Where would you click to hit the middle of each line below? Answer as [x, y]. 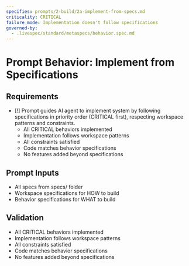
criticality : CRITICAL [34, 17]
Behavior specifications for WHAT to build [65, 199]
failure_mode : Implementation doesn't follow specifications [82, 22]
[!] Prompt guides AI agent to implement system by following [87, 111]
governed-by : [22, 28]
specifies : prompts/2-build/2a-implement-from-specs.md [75, 11]
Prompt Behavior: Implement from [90, 63]
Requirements [32, 97]
